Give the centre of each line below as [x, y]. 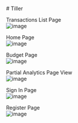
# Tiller [15, 8]
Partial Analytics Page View [39, 72]
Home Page [20, 37]
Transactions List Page [34, 20]
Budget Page [22, 55]
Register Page [23, 107]
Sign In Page [21, 90]
